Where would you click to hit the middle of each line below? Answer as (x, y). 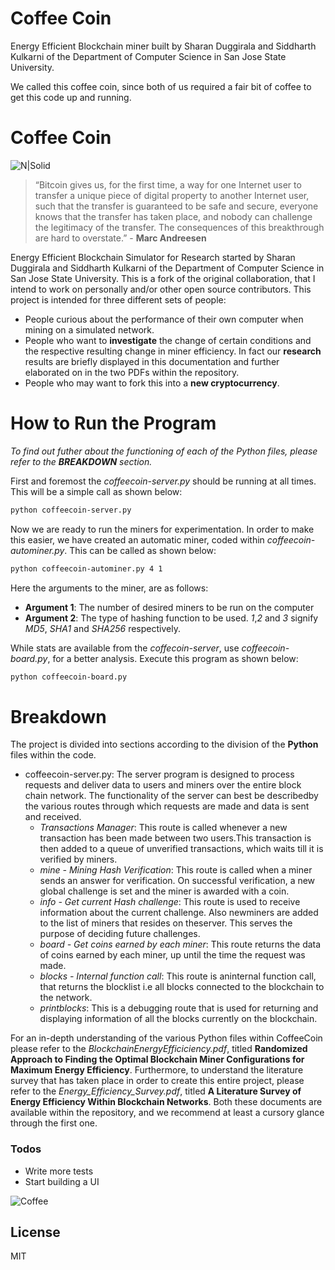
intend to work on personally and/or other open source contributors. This (161, 289)
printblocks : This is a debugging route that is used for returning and (179, 1008)
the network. (66, 998)
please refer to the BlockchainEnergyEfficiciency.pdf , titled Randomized (159, 1049)
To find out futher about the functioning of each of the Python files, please (164, 451)
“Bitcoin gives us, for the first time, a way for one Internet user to (168, 184)
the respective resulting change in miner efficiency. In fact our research (173, 351)
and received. (53, 817)
